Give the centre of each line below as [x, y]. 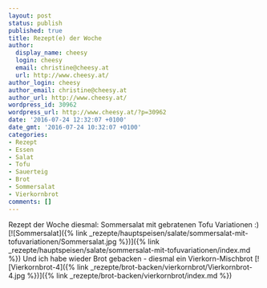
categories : [28, 134]
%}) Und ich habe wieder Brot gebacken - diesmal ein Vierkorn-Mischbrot [131, 258]
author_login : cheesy [44, 82]
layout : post [30, 16]
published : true [35, 30]
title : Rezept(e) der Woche [55, 38]
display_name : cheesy [52, 53]
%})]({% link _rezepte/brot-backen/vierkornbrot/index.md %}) [129, 275]
